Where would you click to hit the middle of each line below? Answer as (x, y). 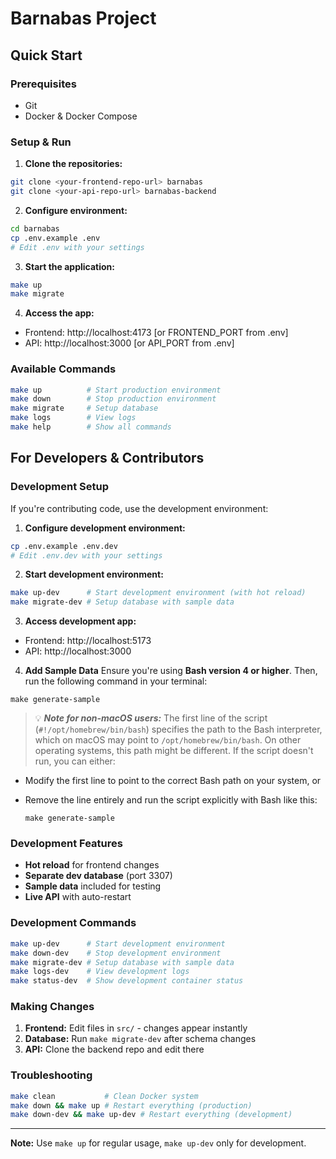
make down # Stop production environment (113, 399)
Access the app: (59, 313)
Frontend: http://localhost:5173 (88, 641)
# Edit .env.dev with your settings (86, 555)
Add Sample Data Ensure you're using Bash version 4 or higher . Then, (171, 671)
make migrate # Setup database (84, 408)
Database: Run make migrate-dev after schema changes (140, 1039)
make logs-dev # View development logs (100, 972)
